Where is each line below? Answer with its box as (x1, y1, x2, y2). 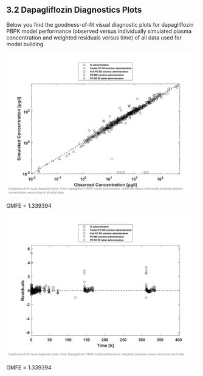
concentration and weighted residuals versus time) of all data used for (6, 33, 182, 41)
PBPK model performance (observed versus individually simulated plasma (6, 27, 192, 35)
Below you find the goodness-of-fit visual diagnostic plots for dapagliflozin (6, 21, 194, 28)
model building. (6, 40, 46, 47)
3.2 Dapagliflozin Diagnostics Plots (6, 5, 142, 15)
